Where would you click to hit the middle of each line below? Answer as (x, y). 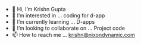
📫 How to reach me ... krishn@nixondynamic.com (73, 35)
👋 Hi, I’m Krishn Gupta (39, 9)
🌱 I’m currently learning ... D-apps (53, 22)
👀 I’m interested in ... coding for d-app (58, 15)
